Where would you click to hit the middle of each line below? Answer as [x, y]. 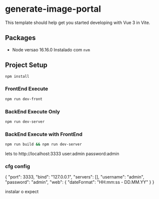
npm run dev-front [24, 99]
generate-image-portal [53, 9]
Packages [20, 38]
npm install [17, 76]
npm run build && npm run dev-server [44, 144]
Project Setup [26, 65]
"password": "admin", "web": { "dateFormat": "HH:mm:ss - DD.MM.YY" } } [80, 182]
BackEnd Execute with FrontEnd [44, 134]
